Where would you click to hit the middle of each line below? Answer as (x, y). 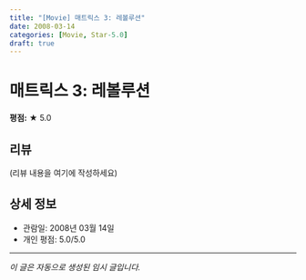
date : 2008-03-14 (42, 26)
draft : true (32, 43)
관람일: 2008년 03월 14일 (69, 227)
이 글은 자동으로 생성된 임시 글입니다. (75, 267)
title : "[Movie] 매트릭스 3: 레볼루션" (77, 18)
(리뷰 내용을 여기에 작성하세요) (64, 173)
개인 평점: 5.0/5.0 (54, 239)
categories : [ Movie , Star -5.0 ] (69, 35)
